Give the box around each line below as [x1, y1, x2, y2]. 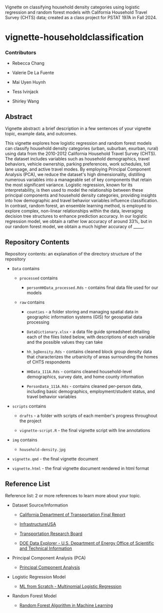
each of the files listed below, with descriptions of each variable [26, 334, 155, 340]
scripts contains [12, 403, 46, 409]
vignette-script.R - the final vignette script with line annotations [19, 428, 150, 434]
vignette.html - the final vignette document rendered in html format [12, 465, 149, 471]
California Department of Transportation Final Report [19, 511, 125, 517]
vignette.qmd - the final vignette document [12, 456, 99, 462]
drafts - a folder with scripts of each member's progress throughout [19, 413, 158, 419]
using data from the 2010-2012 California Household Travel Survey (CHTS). [5, 151, 157, 156]
